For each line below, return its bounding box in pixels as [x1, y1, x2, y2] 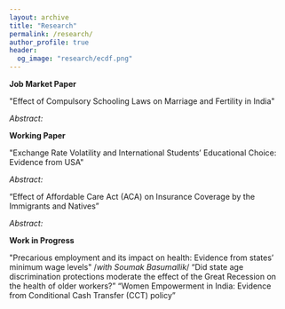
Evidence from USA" [9, 157, 84, 167]
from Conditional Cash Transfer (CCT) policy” [9, 290, 176, 300]
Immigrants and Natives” [9, 201, 99, 211]
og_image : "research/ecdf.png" [17, 54, 133, 63]
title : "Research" [9, 21, 77, 30]
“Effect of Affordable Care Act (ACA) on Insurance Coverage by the [9, 192, 256, 202]
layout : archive [9, 12, 69, 22]
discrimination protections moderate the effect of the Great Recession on [9, 272, 277, 281]
